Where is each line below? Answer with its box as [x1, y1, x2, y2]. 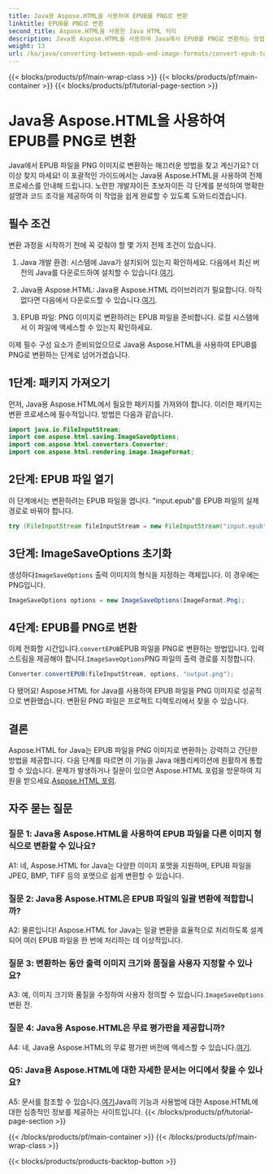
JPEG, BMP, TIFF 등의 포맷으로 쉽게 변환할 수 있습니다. [8, 871, 184, 880]
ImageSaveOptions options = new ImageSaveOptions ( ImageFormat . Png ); [8, 596, 245, 604]
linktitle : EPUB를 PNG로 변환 [8, 20, 104, 28]
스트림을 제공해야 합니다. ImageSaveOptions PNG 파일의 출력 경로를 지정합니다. [8, 654, 256, 663]
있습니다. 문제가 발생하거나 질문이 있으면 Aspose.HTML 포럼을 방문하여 [25, 765, 253, 775]
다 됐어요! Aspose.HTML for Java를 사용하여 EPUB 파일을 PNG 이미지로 [8, 686, 240, 696]
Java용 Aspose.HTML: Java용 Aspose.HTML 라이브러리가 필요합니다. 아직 [19, 285, 262, 294]
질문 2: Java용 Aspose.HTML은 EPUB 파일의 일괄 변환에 [8, 893, 222, 904]
